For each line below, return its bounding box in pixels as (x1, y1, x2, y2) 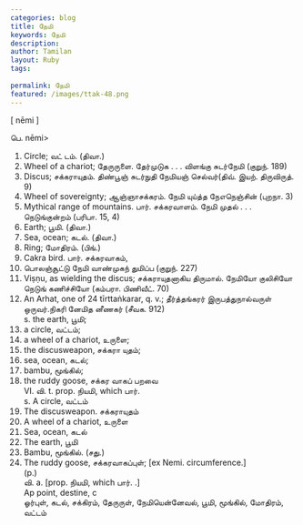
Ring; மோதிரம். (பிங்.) (23, 242, 101, 253)
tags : (10, 65, 31, 74)
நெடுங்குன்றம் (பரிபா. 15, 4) (23, 211, 121, 222)
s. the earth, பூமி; (23, 313, 87, 324)
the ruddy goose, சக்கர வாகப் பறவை (23, 375, 158, 386)
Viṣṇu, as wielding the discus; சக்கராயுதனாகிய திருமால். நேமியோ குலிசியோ (23, 272, 293, 283)
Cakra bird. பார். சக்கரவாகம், (23, 252, 128, 263)
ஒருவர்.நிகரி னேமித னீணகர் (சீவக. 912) (23, 303, 166, 314)
